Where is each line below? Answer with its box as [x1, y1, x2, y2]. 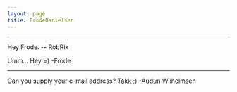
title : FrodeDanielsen [7, 17, 74, 24]
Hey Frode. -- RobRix [7, 43, 69, 51]
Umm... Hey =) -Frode [7, 56, 71, 65]
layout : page [7, 10, 46, 18]
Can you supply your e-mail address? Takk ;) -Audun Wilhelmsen [7, 77, 196, 85]
